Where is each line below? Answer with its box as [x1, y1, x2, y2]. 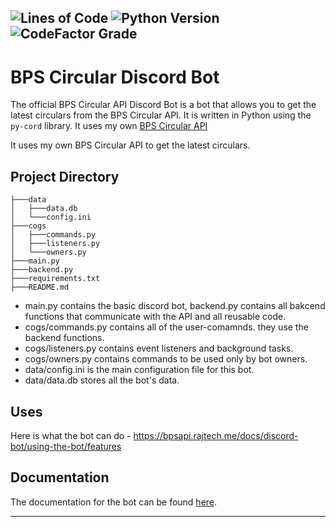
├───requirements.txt [10, 274, 101, 284]
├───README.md [10, 282, 70, 293]
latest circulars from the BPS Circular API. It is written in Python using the [10, 109, 312, 121]
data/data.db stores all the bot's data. [24, 374, 180, 386]
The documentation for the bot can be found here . [10, 496, 218, 508]
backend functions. [24, 332, 105, 344]
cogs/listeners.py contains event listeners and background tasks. [24, 342, 294, 355]
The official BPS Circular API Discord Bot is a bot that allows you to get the [10, 99, 317, 111]
